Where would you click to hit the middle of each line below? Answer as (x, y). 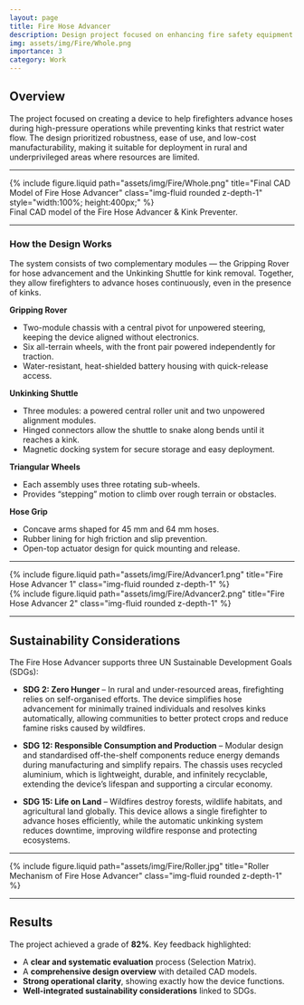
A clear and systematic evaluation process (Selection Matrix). (139, 962)
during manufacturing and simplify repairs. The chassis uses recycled (152, 764)
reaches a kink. (51, 440)
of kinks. (25, 293)
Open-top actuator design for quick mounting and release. (131, 548)
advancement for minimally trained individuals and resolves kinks (144, 709)
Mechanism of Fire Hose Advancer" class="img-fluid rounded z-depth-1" (146, 875)
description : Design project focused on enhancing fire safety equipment (152, 34)
